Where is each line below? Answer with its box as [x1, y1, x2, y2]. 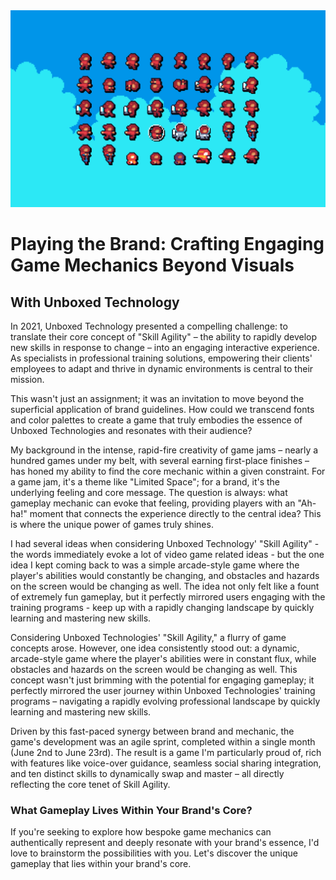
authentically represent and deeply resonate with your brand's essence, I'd [10, 837, 320, 849]
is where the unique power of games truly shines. [10, 519, 214, 530]
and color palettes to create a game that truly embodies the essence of [10, 414, 303, 426]
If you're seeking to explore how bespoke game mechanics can [10, 826, 272, 838]
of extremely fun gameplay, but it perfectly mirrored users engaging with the [10, 591, 326, 603]
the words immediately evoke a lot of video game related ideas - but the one [10, 549, 325, 560]
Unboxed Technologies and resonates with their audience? [10, 425, 253, 436]
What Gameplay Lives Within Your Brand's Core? [10, 803, 253, 817]
